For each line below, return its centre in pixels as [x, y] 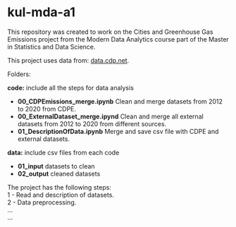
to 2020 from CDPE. [46, 109]
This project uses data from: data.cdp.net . [68, 60]
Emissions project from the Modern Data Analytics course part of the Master [118, 39]
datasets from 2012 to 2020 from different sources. [92, 123]
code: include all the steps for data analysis [70, 87]
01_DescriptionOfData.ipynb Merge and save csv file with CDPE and [118, 131]
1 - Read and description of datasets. [61, 195]
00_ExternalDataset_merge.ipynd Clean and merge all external [111, 116]
